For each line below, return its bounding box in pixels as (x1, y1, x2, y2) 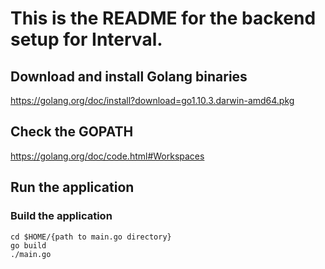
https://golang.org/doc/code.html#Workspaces (10, 150, 205, 162)
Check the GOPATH (10, 123, 134, 141)
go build (10, 240, 47, 251)
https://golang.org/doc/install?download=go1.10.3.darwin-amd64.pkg (10, 95, 295, 106)
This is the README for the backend (10, 7, 317, 30)
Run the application (10, 179, 135, 196)
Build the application (10, 209, 113, 223)
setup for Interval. (10, 28, 163, 51)
